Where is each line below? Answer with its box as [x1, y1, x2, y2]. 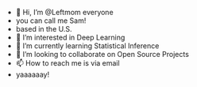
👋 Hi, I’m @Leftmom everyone [15, 8, 114, 17]
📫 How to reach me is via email [15, 59, 121, 67]
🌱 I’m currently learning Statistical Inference [15, 41, 160, 51]
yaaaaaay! [15, 70, 50, 79]
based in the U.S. [15, 25, 72, 33]
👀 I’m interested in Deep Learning [15, 32, 126, 42]
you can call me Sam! [15, 16, 87, 25]
